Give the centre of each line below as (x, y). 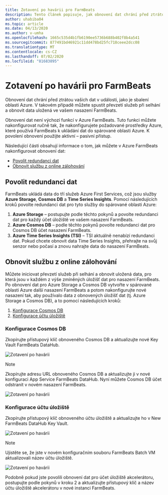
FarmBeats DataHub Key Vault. (37, 423)
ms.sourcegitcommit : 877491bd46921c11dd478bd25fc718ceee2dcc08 (72, 43)
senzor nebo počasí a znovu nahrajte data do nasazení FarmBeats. (81, 246)
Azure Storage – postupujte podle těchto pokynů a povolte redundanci (85, 214)
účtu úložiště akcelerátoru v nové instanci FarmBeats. (60, 488)
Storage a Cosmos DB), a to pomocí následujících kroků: (63, 301)
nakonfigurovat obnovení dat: (35, 151)
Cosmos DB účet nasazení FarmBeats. (52, 230)
